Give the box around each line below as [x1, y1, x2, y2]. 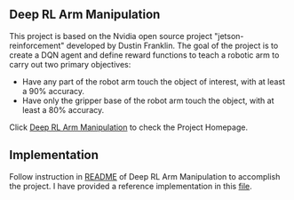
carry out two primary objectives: [9, 59, 131, 69]
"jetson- [214, 30, 244, 41]
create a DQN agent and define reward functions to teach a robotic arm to [9, 49, 280, 60]
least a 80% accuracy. [21, 104, 105, 115]
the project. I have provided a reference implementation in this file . [9, 180, 253, 191]
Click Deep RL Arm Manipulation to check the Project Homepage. [9, 122, 249, 132]
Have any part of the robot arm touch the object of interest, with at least [21, 76, 286, 87]
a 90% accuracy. [21, 85, 85, 96]
